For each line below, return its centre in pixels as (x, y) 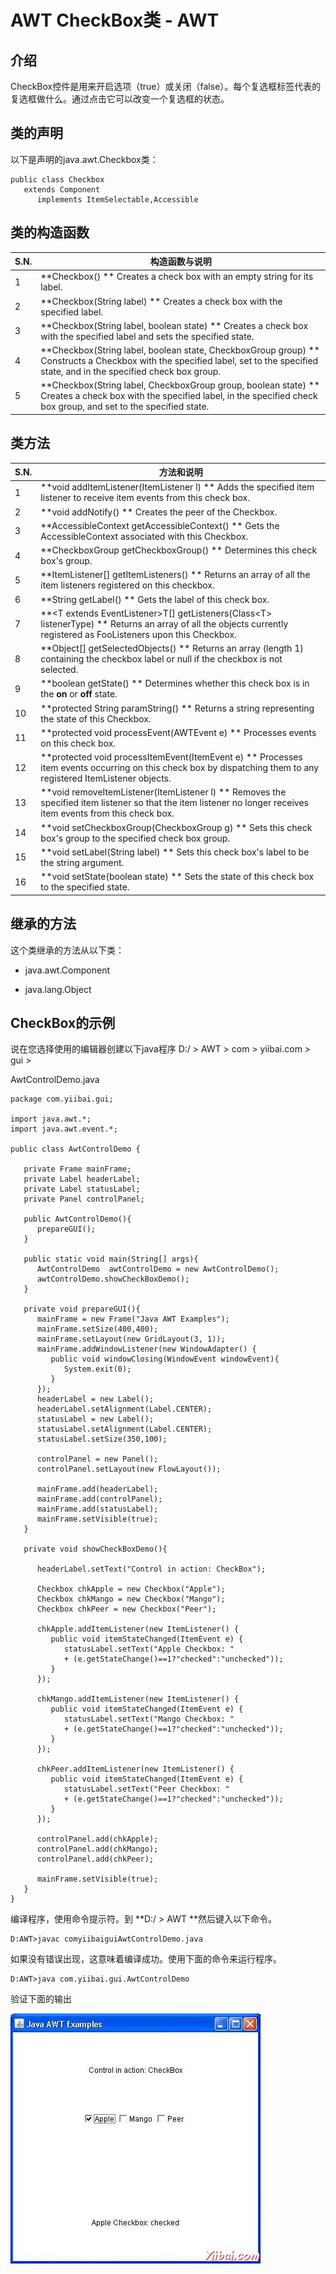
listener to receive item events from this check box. (145, 498)
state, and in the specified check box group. (131, 372)
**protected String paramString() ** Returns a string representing (177, 708)
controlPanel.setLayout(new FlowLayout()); (129, 1469)
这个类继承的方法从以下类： (67, 950)
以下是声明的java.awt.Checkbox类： (84, 159)
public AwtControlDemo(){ (77, 1219)
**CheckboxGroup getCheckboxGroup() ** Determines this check (179, 550)
